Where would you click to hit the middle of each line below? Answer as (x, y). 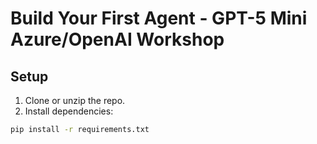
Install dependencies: (69, 111)
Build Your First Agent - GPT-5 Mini (159, 18)
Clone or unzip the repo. (75, 100)
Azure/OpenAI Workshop (117, 39)
